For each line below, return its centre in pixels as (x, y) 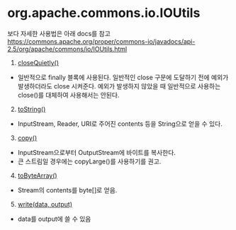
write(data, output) (45, 204)
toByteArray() (38, 176)
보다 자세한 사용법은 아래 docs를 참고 (59, 33)
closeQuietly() (38, 62)
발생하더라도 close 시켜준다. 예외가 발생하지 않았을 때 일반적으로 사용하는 (119, 86)
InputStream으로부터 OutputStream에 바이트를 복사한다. (96, 152)
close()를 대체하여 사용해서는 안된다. (68, 95)
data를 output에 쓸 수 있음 (54, 219)
